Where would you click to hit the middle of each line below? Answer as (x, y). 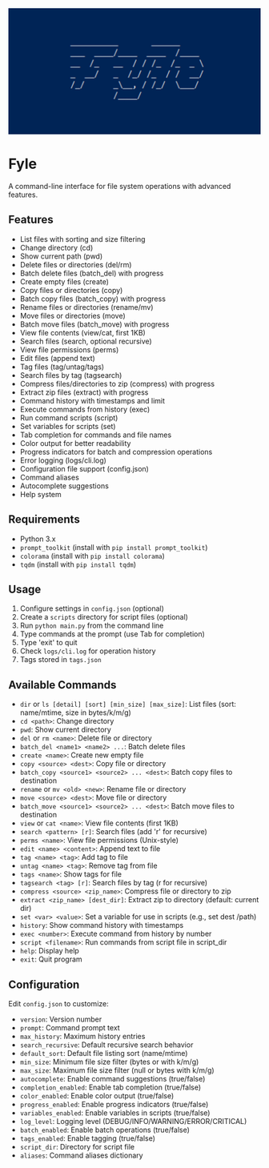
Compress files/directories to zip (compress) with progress (117, 383)
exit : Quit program (51, 959)
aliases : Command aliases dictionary (81, 1155)
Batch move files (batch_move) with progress (94, 324)
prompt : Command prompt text (70, 1028)
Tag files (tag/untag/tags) (62, 367)
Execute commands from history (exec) (85, 409)
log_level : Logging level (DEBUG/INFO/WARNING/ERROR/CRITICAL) (133, 1121)
